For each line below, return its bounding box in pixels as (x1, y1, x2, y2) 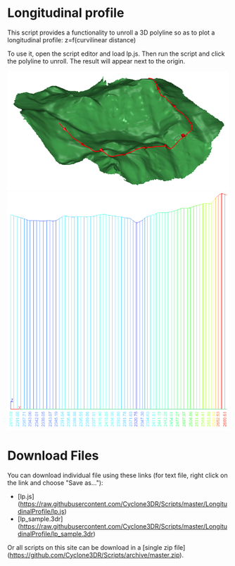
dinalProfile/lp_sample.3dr (17, 529, 94, 538)
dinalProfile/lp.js (17, 507, 65, 515)
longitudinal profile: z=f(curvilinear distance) (7, 35, 136, 44)
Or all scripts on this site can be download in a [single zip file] (7, 543, 186, 551)
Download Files (7, 448, 99, 463)
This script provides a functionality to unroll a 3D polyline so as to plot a (7, 28, 215, 37)
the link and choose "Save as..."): (7, 478, 103, 487)
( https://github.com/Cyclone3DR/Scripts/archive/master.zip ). (7, 550, 184, 559)
